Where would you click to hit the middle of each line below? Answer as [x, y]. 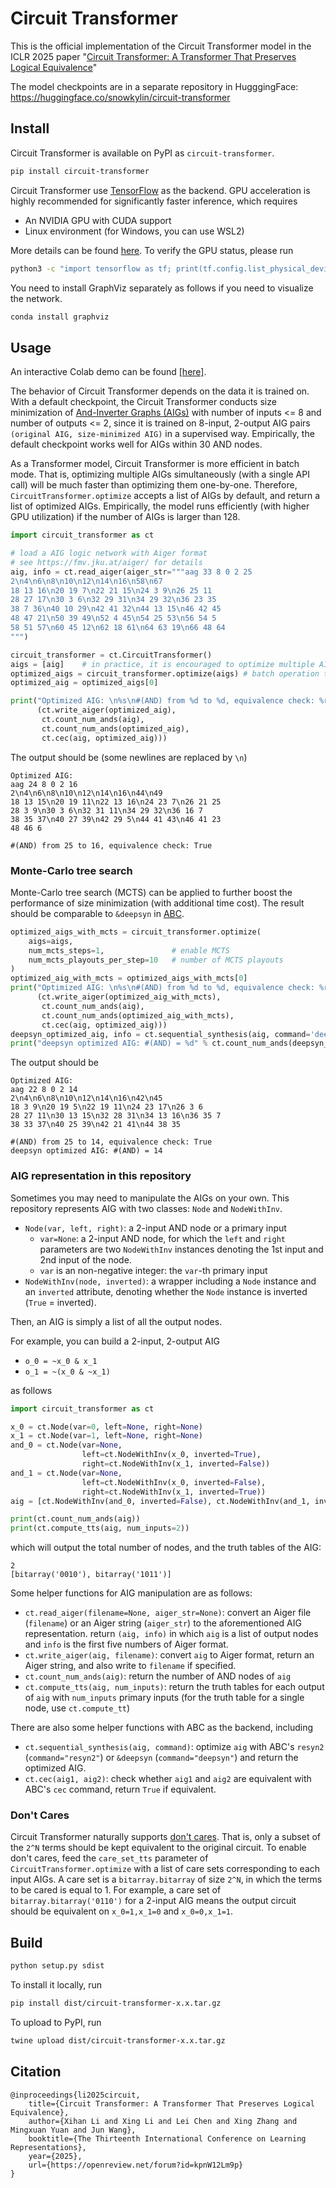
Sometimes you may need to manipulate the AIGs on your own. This [150, 1198]
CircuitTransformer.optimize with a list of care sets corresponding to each [165, 1869]
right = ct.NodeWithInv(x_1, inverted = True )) [174, 1492]
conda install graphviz [60, 317]
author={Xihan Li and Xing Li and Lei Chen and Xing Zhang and [163, 2121]
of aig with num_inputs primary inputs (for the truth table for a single [164, 1698]
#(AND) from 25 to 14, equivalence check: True [111, 1142]
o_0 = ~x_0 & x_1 [61, 1361]
